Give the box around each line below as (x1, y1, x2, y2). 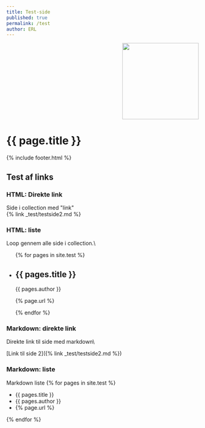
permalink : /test (6, 20, 51, 26)
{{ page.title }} (6, 134, 82, 148)
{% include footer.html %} (6, 154, 72, 162)
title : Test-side (6, 9, 51, 15)
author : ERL (6, 26, 37, 32)
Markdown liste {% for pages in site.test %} (6, 379, 116, 386)
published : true (6, 15, 48, 21)
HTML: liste (6, 225, 41, 234)
